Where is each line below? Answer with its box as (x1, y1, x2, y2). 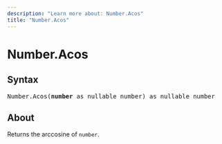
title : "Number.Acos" (7, 17, 70, 24)
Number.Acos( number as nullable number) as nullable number (7, 92, 216, 100)
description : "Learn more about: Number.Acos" (7, 10, 144, 17)
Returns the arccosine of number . (7, 130, 100, 138)
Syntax (7, 74, 39, 86)
